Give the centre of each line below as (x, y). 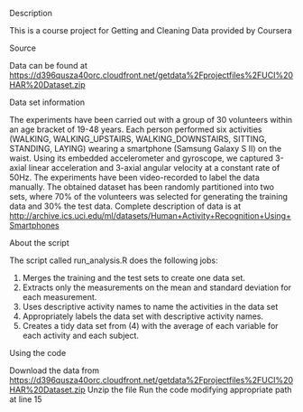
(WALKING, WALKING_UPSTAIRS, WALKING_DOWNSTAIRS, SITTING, (138, 139)
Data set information (47, 102)
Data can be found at (48, 66)
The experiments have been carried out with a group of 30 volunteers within (151, 120)
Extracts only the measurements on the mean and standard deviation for (156, 287)
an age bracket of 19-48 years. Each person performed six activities (136, 129)
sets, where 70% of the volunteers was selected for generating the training (149, 197)
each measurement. (60, 297)
